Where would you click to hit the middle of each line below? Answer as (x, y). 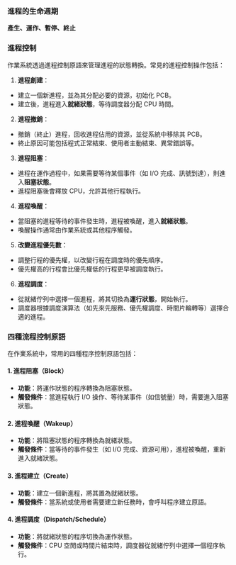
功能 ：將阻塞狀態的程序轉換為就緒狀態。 (77, 440)
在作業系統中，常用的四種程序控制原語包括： (73, 353)
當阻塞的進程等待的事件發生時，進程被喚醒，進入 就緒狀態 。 (105, 220)
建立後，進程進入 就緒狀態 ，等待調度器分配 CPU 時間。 (97, 104)
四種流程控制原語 (36, 337)
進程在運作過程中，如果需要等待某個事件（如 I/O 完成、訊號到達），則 (118, 173)
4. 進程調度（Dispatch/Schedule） (58, 520)
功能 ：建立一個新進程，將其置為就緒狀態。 (80, 493)
